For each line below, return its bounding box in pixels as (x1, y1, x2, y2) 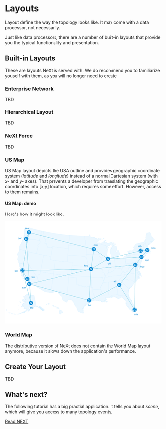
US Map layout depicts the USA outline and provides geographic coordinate (5, 167, 160, 173)
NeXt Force (5, 132, 33, 139)
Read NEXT (5, 419, 29, 425)
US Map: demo (5, 200, 36, 206)
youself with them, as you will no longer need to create (5, 73, 117, 79)
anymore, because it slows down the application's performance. (5, 348, 136, 354)
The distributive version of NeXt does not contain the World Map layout (5, 343, 151, 349)
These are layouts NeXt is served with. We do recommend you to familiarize (5, 67, 160, 73)
